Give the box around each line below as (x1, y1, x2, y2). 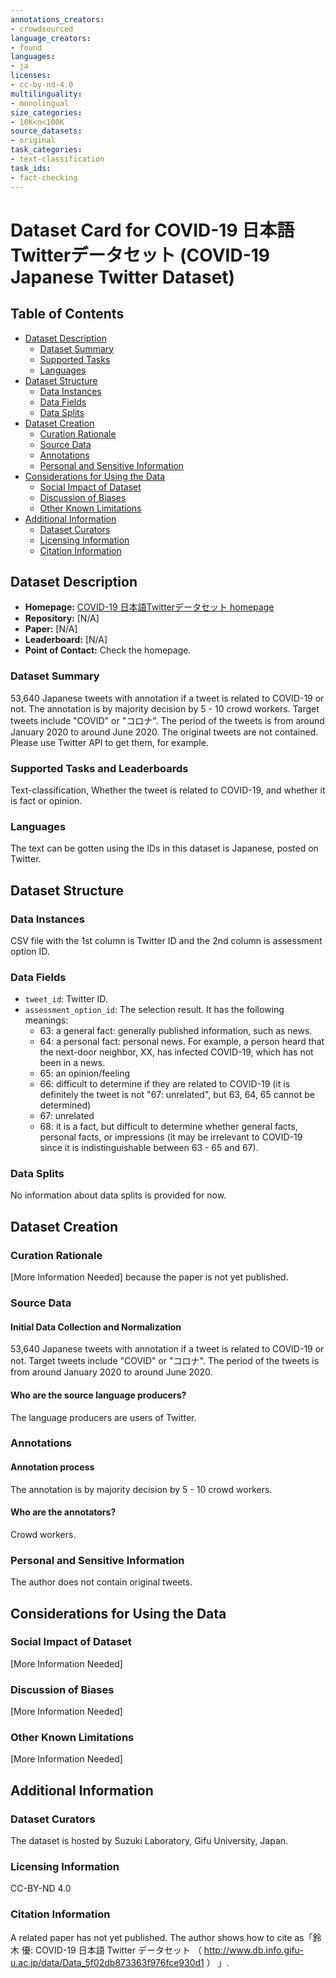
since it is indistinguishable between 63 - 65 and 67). (39, 1142, 259, 1154)
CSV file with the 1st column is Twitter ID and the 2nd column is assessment (10, 934, 323, 946)
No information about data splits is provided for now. (10, 1189, 227, 1201)
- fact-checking (10, 172, 78, 183)
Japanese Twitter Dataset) (10, 266, 236, 288)
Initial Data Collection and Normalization (10, 1321, 182, 1333)
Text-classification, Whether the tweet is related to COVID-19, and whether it (10, 784, 326, 796)
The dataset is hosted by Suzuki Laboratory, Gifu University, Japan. (10, 1835, 289, 1847)
